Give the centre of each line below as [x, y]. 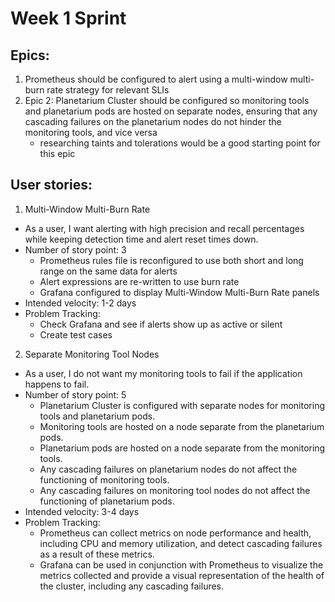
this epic [57, 153]
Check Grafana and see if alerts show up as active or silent [161, 324]
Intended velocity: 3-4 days [82, 511]
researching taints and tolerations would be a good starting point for [180, 143]
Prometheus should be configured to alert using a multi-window [156, 79]
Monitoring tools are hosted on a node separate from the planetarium [182, 426]
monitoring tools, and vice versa [91, 132]
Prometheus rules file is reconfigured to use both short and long [171, 260]
